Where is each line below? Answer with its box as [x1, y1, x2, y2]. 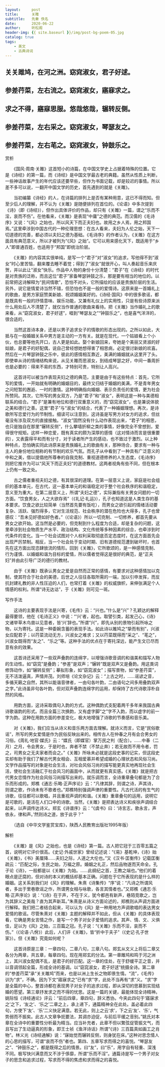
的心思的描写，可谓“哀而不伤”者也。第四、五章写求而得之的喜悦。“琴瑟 [5, 1038, 149, 1044]
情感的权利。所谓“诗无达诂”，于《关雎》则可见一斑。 [5, 586, 112, 592]
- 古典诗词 [14, 48, 33, 53]
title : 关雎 [5, 12, 39, 17]
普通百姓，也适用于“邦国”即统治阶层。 [15, 244, 93, 250]
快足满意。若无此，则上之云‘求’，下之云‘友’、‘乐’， [52, 1007, 154, 1013]
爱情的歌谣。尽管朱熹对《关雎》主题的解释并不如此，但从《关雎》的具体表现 [5, 911, 160, 917]
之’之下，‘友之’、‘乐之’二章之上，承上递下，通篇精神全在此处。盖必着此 [5, 1001, 149, 1007]
